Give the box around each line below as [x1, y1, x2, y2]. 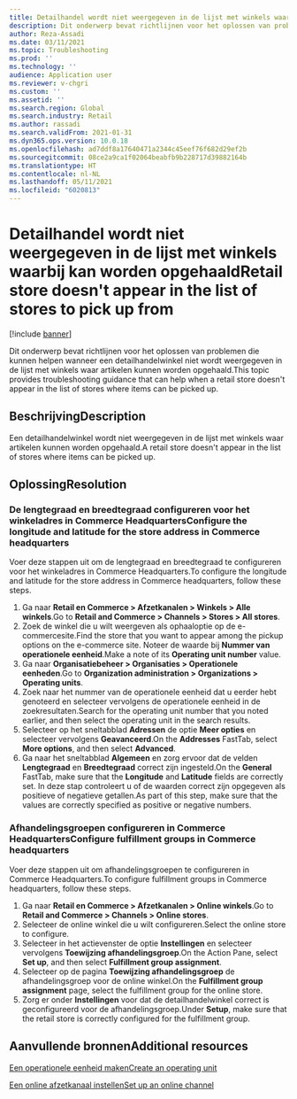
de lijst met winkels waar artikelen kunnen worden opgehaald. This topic [9, 364, 270, 375]
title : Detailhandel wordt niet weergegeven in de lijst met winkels [9, 12, 271, 22]
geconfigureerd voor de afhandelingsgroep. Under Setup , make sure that [21, 1003, 287, 1014]
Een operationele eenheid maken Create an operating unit [9, 1062, 217, 1072]
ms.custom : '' [9, 87, 62, 96]
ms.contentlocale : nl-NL [9, 169, 101, 178]
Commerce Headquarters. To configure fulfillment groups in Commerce [9, 873, 267, 884]
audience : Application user [9, 71, 113, 80]
